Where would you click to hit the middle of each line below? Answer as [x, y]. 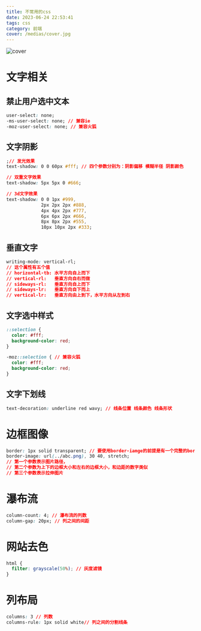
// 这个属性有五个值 [28, 267]
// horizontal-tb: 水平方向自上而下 [48, 273]
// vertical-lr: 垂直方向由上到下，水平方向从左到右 [68, 295]
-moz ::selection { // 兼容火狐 [43, 357]
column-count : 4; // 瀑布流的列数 [46, 515]
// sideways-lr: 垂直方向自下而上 [48, 290]
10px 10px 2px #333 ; [67, 228]
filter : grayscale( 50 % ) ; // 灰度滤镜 [57, 569]
